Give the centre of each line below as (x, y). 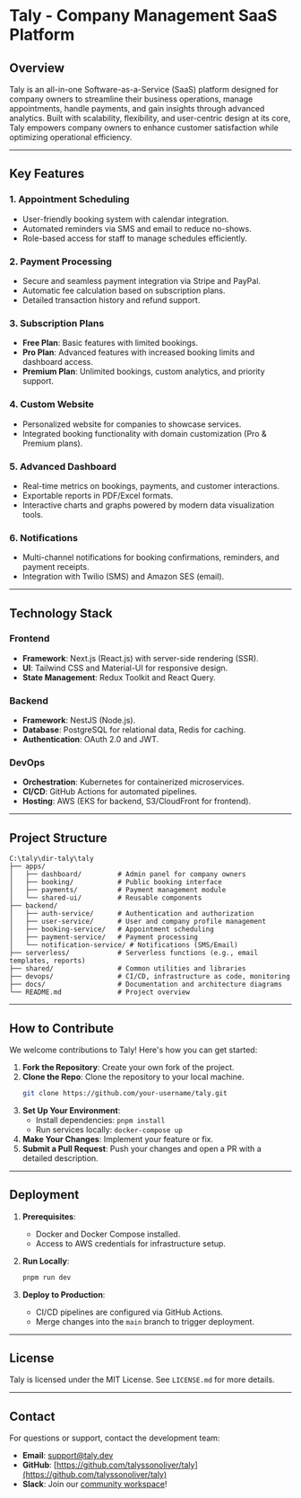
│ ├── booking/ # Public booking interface (116, 882)
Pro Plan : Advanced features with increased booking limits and (138, 352)
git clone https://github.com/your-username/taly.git (125, 1094)
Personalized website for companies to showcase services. (132, 424)
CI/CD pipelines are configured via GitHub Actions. (129, 1312)
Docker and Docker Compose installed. (108, 1234)
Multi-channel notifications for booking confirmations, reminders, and (150, 557)
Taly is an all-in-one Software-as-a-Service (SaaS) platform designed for (144, 89)
